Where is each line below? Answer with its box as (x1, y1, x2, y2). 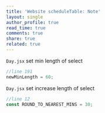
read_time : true (6, 25, 46, 31)
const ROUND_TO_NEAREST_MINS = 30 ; (6, 101, 93, 107)
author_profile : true (6, 19, 59, 25)
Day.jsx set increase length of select (6, 84, 95, 91)
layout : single (6, 14, 43, 20)
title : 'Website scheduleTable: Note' (6, 8, 101, 15)
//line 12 (6, 96, 31, 102)
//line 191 (6, 69, 33, 74)
